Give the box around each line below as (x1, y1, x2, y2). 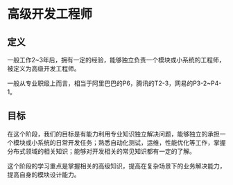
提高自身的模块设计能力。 (7, 170, 80, 179)
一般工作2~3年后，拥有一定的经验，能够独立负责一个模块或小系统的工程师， (7, 56, 225, 64)
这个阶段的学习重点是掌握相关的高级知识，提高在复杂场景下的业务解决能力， (7, 161, 226, 170)
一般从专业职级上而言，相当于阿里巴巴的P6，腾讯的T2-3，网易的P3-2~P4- (7, 79, 222, 87)
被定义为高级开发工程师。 (7, 64, 80, 73)
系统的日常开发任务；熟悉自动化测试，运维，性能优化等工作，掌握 (37, 138, 226, 146)
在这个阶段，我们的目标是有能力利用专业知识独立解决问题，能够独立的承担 (7, 130, 220, 138)
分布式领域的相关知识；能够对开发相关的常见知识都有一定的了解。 (7, 147, 196, 155)
